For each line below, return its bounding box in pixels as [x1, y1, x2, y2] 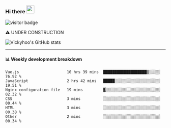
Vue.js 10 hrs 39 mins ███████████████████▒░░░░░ [5, 69, 160, 74]
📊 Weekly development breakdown [5, 56, 82, 62]
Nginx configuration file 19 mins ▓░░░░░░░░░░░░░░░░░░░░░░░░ [5, 87, 160, 92]
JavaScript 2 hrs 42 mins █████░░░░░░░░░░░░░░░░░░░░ [5, 78, 160, 84]
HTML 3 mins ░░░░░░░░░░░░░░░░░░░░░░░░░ [5, 105, 160, 110]
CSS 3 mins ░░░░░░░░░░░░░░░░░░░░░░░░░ [5, 96, 160, 101]
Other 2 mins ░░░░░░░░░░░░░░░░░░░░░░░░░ [5, 114, 160, 119]
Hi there [5, 8, 25, 15]
